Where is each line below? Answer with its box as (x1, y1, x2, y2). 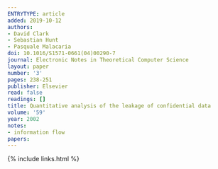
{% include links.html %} (7, 155, 80, 163)
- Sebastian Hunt (7, 37, 59, 44)
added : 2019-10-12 (7, 17, 62, 24)
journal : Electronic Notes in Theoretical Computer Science (7, 57, 190, 64)
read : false (7, 89, 43, 96)
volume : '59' (7, 109, 46, 116)
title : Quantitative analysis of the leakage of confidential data (7, 103, 212, 110)
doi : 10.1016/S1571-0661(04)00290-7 (7, 50, 116, 57)
